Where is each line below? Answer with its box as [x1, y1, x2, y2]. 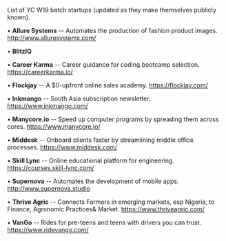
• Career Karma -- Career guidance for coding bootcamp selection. [7, 61, 200, 68]
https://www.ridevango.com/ [7, 226, 89, 233]
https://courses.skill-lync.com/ [7, 164, 94, 171]
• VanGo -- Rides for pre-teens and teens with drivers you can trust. [7, 218, 202, 227]
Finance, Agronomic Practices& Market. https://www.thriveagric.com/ [7, 205, 205, 213]
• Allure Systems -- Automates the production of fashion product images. [7, 27, 218, 34]
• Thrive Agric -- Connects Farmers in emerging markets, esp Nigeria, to [7, 198, 215, 206]
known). [7, 13, 30, 21]
